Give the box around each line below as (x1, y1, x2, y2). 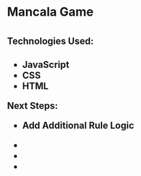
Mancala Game (7, 4, 94, 20)
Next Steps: (7, 100, 58, 112)
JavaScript (22, 59, 69, 71)
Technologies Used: (7, 36, 94, 47)
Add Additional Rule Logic (22, 119, 134, 131)
